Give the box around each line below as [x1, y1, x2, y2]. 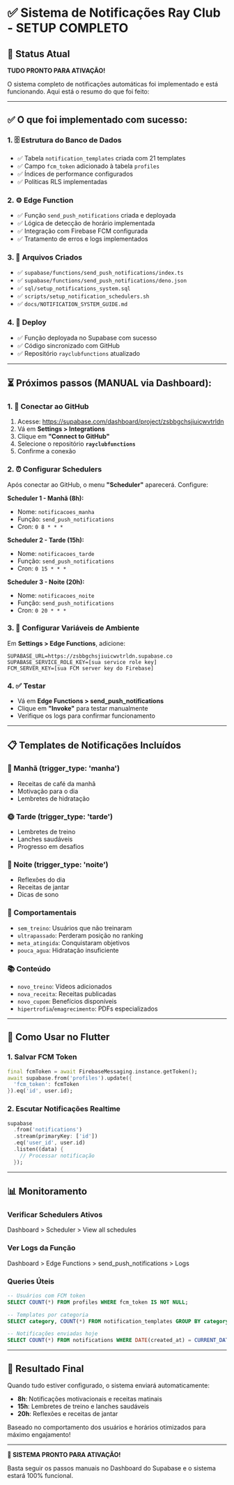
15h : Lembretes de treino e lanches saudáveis [17, 1402, 150, 1410]
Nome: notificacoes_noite [17, 591, 95, 599]
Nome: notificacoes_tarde [17, 549, 95, 557]
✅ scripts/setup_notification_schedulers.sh [17, 292, 150, 301]
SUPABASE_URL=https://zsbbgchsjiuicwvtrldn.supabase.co [7, 652, 173, 660]
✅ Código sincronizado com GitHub [17, 341, 120, 349]
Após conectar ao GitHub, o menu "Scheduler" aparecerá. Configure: [7, 480, 209, 489]
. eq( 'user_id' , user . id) [13, 1139, 86, 1147]
